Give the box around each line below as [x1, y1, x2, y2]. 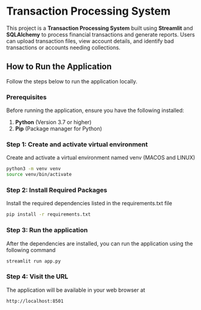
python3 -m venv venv [6, 166, 61, 172]
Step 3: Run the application [6, 226, 88, 234]
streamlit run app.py [6, 258, 61, 264]
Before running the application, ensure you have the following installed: [6, 107, 185, 114]
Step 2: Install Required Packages [6, 186, 107, 194]
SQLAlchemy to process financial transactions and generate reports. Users [6, 30, 196, 38]
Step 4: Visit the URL [6, 272, 69, 281]
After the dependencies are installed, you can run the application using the [6, 239, 193, 247]
